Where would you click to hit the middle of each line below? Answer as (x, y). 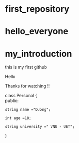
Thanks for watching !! (27, 86)
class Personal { (21, 96)
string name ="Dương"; (28, 110)
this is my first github (26, 67)
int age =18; (18, 118)
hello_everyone (37, 31)
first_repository (37, 9)
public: (12, 101)
